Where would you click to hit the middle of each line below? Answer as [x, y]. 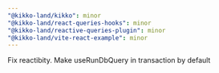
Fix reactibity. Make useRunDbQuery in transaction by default [109, 60]
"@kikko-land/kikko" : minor [55, 15]
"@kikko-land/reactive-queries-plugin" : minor [87, 30]
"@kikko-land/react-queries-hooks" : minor [79, 23]
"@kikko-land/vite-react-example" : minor [78, 38]
